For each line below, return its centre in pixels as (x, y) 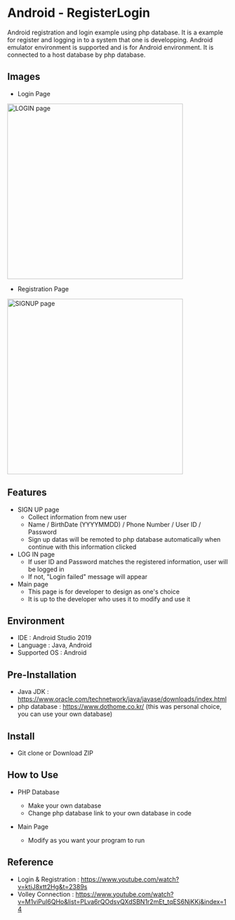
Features (27, 493)
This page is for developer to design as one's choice (104, 592)
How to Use (33, 775)
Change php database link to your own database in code (109, 813)
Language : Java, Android (55, 645)
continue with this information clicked (82, 547)
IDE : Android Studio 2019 (54, 638)
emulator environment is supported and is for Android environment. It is (110, 47)
